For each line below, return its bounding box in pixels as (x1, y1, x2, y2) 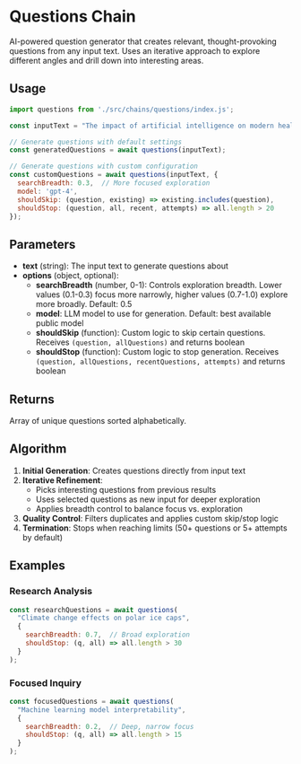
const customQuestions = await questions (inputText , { (9, 171, 219, 180)
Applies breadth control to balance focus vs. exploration (35, 503, 244, 514)
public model (35, 318, 84, 329)
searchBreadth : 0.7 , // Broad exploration (25, 630, 191, 639)
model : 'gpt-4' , (17, 187, 78, 196)
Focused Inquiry (9, 676, 82, 689)
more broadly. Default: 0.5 (35, 299, 133, 310)
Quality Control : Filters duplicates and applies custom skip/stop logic (21, 513, 279, 523)
